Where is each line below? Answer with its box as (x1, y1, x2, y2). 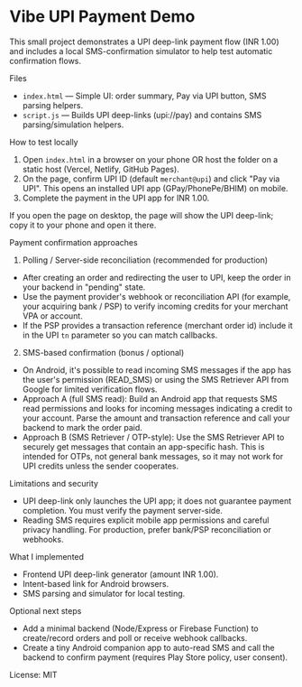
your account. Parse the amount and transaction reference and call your (22, 413, 290, 423)
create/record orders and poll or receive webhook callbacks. (22, 632, 248, 643)
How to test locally (9, 136, 78, 147)
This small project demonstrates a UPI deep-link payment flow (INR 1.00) (9, 36, 279, 47)
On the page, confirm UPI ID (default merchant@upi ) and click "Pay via (22, 173, 280, 184)
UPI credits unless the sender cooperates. (22, 460, 179, 471)
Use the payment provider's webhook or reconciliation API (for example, (22, 291, 291, 302)
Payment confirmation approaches (9, 237, 138, 247)
